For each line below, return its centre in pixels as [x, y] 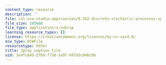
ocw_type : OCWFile [24, 42]
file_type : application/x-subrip [40, 28]
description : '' [22, 14]
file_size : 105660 [24, 23]
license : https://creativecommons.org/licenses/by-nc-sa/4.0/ [70, 37]
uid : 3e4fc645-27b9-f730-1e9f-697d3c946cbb [51, 55]
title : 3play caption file [33, 50]
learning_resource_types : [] [35, 32]
